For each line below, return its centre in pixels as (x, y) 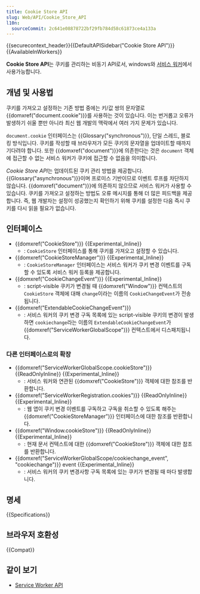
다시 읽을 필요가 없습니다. (47, 208)
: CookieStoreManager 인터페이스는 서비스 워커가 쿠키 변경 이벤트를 (102, 265)
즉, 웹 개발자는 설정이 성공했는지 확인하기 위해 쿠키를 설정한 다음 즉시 (104, 201)
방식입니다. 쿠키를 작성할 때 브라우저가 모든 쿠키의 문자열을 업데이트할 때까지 (101, 143)
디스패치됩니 (176, 329)
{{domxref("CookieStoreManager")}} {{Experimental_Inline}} (89, 257)
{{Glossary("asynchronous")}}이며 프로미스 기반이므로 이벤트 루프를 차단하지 (98, 178)
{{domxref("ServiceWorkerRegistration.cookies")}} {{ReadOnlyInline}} (101, 395)
